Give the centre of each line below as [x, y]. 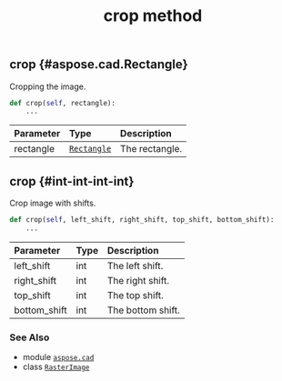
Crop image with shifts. [53, 203]
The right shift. [138, 280]
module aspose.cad [58, 357]
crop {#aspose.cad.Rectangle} [99, 65]
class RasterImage [56, 367]
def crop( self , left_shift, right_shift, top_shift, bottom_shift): [142, 220]
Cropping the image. [48, 86]
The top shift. [135, 295]
